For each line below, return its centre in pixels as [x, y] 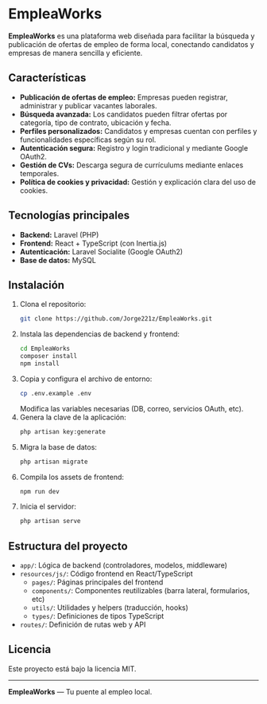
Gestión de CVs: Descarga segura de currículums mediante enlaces [132, 165]
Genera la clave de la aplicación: [73, 417]
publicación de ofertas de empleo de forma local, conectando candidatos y [131, 44]
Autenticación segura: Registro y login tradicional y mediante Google [134, 147]
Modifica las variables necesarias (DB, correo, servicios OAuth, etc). [132, 408]
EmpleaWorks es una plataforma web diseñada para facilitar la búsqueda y [132, 36]
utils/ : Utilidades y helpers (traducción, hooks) [110, 608]
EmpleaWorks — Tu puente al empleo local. [80, 691]
